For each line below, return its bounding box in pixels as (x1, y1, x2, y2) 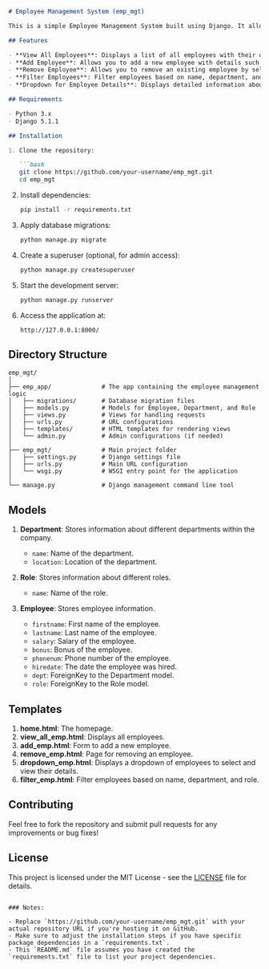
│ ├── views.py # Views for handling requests (8, 411, 206, 419)
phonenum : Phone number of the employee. (31, 653, 171, 663)
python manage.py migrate (19, 235, 106, 244)
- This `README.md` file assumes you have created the (8, 946, 195, 954)
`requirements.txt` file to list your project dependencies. (8, 952, 217, 961)
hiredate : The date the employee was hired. (31, 662, 178, 672)
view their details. (19, 766, 78, 776)
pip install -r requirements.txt (19, 206, 132, 214)
